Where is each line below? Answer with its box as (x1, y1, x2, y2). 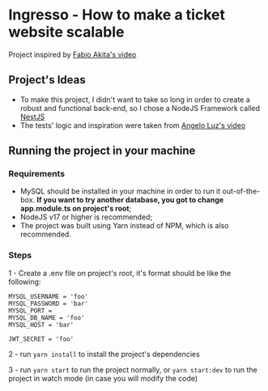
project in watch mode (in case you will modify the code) (8, 373, 198, 383)
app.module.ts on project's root (19, 204, 130, 214)
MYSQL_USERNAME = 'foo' (8, 292, 89, 300)
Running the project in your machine (8, 144, 196, 158)
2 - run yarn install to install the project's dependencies (8, 349, 200, 359)
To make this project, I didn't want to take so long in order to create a (19, 95, 251, 104)
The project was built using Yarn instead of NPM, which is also (19, 221, 229, 231)
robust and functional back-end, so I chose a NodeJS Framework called (19, 103, 261, 113)
